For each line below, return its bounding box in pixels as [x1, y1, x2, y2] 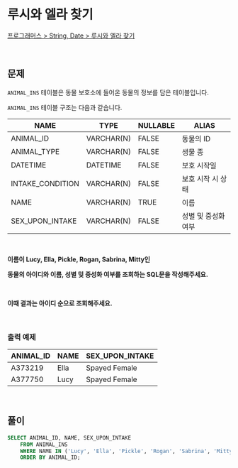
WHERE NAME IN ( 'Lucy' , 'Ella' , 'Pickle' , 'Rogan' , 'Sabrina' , [20, 447, 211, 455]
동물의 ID [181, 134, 211, 143]
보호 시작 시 [181, 173, 219, 183]
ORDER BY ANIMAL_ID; [20, 454, 81, 462]
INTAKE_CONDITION [11, 178, 80, 188]
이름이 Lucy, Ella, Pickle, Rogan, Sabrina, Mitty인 [7, 255, 151, 263]
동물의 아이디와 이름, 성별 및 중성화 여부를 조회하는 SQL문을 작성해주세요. [7, 270, 209, 278]
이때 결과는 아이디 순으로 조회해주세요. [7, 299, 113, 308]
